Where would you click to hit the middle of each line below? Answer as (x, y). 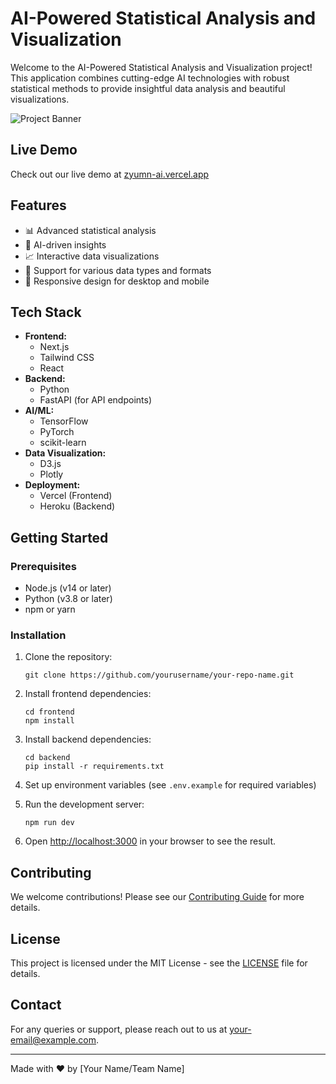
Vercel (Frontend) (76, 496)
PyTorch (57, 432)
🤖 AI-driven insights (65, 244)
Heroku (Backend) (77, 506)
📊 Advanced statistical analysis (90, 230)
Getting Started (59, 537)
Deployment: (52, 485)
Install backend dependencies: (88, 739)
